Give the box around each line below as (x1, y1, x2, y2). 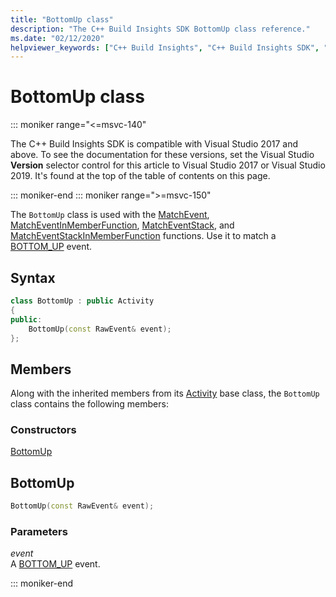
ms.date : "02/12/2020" (10, 33, 105, 43)
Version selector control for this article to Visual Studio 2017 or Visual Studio (10, 159, 326, 171)
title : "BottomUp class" (10, 14, 114, 25)
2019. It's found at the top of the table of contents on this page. (10, 170, 271, 182)
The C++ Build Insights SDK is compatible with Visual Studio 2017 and (10, 138, 299, 150)
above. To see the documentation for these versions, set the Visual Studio (10, 149, 315, 161)
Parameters (10, 525, 68, 539)
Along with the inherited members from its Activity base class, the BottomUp (10, 387, 320, 400)
